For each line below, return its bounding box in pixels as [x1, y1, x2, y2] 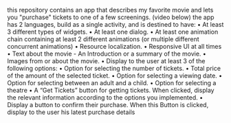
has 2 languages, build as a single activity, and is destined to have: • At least [7, 21, 224, 28]
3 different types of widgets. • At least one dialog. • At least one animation [7, 27, 219, 36]
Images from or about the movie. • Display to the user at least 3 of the [7, 57, 206, 65]
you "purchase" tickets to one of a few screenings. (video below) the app [7, 13, 214, 21]
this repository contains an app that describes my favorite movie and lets [7, 6, 214, 14]
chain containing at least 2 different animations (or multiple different [7, 35, 199, 43]
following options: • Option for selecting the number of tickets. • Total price [7, 65, 221, 72]
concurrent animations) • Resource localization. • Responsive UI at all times [7, 43, 222, 50]
